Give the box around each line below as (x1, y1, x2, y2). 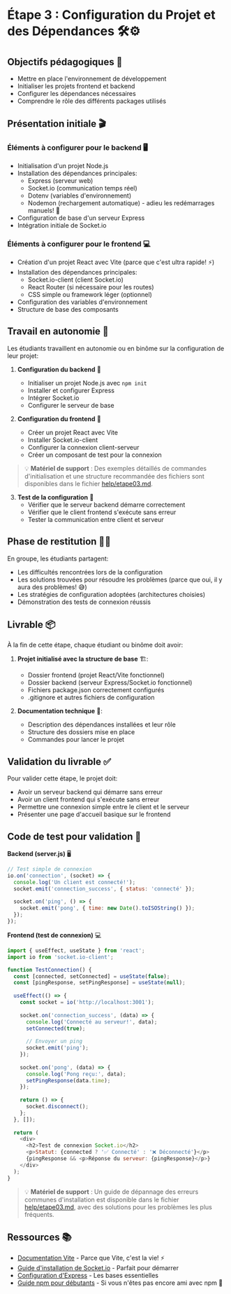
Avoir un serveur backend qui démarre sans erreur (17, 788, 163, 797)
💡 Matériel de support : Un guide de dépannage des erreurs (24, 1188, 199, 1196)
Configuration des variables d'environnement (17, 298, 148, 306)
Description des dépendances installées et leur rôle (27, 720, 176, 729)
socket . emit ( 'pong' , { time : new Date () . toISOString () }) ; (20, 904, 195, 912)
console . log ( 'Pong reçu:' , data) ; (25, 1071, 127, 1078)
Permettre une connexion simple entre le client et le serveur (17, 803, 190, 811)
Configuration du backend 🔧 (17, 365, 101, 373)
